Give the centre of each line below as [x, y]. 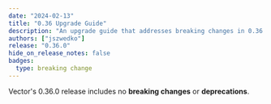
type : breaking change [54, 69]
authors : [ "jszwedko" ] [47, 38]
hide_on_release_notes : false [60, 53]
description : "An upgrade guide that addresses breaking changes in [127, 31]
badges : [22, 61]
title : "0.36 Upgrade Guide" [58, 23]
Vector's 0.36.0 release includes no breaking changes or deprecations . [129, 91]
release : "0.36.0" [39, 46]
